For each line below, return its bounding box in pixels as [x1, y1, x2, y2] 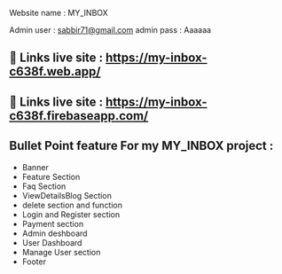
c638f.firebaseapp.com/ [9, 108, 149, 123]
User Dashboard [21, 237, 82, 247]
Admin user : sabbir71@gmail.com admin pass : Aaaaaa [9, 25, 211, 35]
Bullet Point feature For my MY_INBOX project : [9, 138, 274, 153]
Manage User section [21, 247, 101, 257]
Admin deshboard [21, 228, 88, 239]
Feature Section [21, 171, 81, 182]
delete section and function [21, 200, 122, 210]
